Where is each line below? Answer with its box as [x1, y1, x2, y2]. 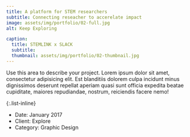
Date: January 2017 [14, 111, 62, 118]
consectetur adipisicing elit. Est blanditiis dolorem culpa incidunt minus [6, 75, 180, 82]
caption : [6, 36, 28, 42]
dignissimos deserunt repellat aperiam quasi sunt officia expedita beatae [6, 82, 184, 89]
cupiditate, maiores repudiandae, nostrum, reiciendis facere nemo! [6, 88, 169, 95]
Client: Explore [14, 117, 51, 124]
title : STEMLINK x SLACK [11, 42, 73, 48]
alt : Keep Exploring [6, 25, 58, 32]
